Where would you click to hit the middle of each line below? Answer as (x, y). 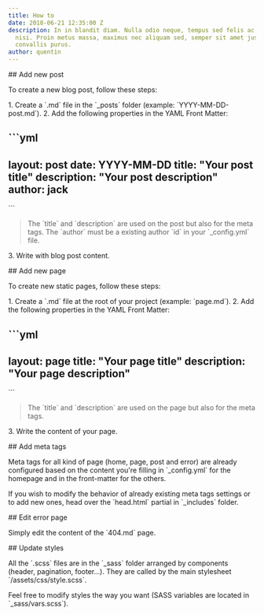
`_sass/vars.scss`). (38, 604)
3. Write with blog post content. (59, 256)
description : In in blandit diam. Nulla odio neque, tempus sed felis (126, 30)
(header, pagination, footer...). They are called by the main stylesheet (120, 572)
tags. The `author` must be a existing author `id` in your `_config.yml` (138, 232)
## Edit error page (38, 517)
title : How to (31, 15)
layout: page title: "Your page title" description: (127, 361)
